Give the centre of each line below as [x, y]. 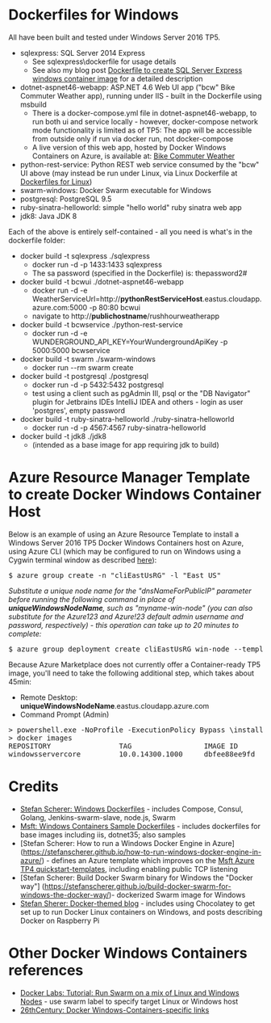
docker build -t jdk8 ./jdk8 [63, 436]
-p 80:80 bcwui [115, 307]
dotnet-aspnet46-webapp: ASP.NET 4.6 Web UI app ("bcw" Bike [127, 87]
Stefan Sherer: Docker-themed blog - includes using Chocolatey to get [138, 903]
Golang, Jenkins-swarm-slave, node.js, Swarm [98, 817]
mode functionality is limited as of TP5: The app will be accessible [142, 130]
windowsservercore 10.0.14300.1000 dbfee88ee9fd [132, 754]
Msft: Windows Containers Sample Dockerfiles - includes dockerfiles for [140, 826]
